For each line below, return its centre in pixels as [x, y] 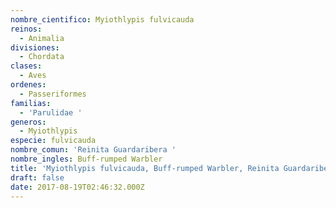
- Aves [33, 76]
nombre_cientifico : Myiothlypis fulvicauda [102, 19]
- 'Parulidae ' [51, 112]
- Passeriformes [53, 94]
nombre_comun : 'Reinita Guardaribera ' [93, 150]
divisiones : [35, 47]
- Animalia [42, 38]
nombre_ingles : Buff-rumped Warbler [86, 159]
